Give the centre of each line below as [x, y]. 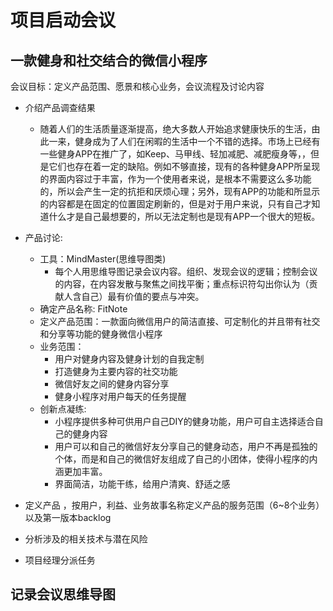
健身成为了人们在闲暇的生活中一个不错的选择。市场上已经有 [197, 141]
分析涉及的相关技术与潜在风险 [86, 539]
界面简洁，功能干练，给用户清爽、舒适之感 [142, 484]
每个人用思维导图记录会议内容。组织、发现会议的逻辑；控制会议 [186, 271]
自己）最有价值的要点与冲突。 [143, 296]
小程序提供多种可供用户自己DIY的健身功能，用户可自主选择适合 [184, 421]
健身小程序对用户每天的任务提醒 [120, 396]
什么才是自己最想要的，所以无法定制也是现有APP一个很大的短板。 [184, 216]
